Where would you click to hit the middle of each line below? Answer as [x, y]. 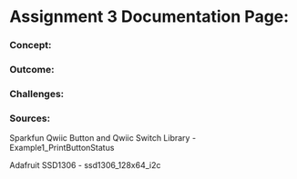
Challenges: [37, 94]
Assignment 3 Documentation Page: [149, 17]
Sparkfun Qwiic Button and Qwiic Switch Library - [103, 138]
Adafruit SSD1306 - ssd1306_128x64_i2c [85, 165]
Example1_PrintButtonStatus [62, 148]
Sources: [30, 118]
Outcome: [32, 70]
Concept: [31, 45]
